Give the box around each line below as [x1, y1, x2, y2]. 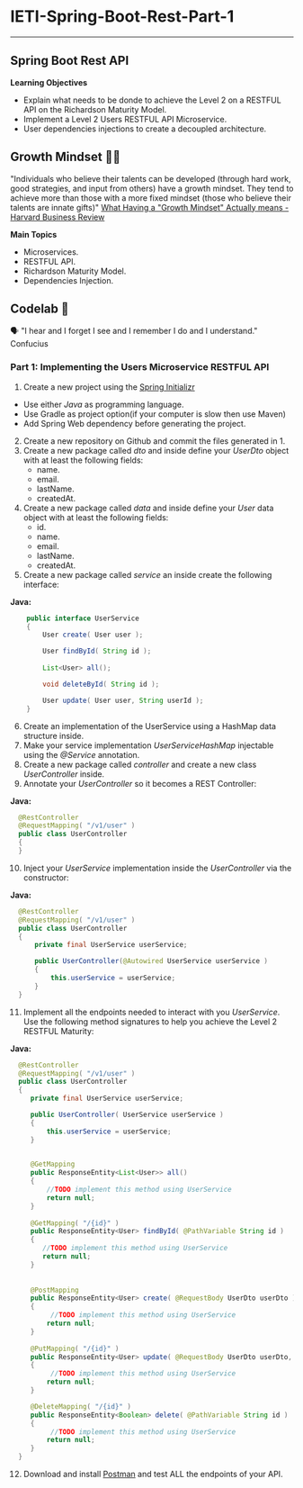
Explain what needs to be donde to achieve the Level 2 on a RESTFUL [22, 95, 281, 105]
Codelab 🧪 [10, 301, 70, 316]
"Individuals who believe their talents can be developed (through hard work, [10, 173, 291, 184]
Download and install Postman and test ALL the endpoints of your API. [22, 1469, 283, 1480]
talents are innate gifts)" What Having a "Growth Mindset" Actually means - [10, 202, 290, 212]
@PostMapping [30, 1285, 79, 1294]
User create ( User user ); [42, 630, 144, 640]
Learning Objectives [10, 77, 88, 87]
